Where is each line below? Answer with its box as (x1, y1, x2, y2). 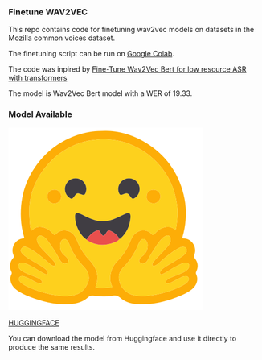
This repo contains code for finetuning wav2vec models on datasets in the (8, 25, 255, 35)
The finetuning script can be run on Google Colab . (8, 49, 175, 59)
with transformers (8, 73, 68, 83)
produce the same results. (8, 341, 95, 352)
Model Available (8, 109, 72, 120)
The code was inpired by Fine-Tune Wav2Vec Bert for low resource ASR (8, 64, 247, 74)
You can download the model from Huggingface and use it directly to (8, 333, 237, 343)
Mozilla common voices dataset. (8, 33, 116, 43)
